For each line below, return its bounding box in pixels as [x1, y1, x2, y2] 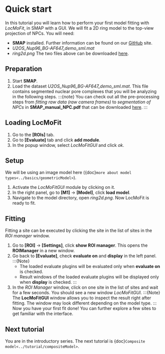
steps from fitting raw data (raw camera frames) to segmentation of [12, 99, 151, 105]
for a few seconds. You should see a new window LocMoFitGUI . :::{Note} [12, 290, 161, 296]
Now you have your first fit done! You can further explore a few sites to [12, 306, 157, 311]
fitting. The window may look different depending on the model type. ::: [12, 300, 157, 306]
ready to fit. [12, 200, 36, 206]
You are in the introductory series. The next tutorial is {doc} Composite [5, 338, 145, 344]
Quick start [5, 3, 52, 15]
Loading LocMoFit [5, 119, 62, 127]
